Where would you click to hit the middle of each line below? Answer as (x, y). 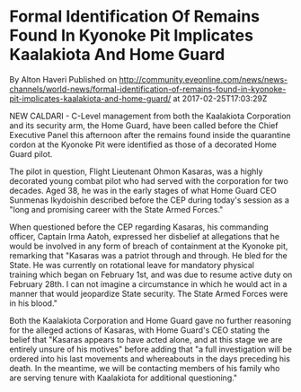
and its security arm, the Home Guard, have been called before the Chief (144, 125)
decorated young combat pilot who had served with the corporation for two (149, 180)
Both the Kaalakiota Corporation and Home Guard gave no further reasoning (150, 320)
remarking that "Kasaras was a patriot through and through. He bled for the (148, 255)
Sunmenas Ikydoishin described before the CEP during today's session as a (150, 200)
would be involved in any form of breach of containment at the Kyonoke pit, (149, 246)
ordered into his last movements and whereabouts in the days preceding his (150, 358)
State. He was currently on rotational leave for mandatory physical (132, 265)
